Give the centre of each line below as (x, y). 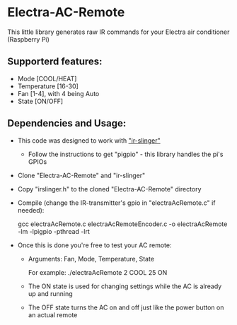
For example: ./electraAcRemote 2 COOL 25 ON (98, 272)
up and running (50, 293)
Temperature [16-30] (48, 86)
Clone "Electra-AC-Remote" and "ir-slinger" (81, 175)
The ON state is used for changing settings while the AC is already (125, 286)
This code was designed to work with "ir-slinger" (89, 140)
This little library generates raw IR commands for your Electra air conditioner (118, 32)
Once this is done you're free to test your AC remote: (94, 245)
